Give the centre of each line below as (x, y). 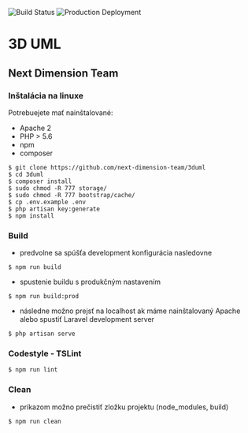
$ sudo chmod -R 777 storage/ (58, 188)
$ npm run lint (33, 370)
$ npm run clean (35, 421)
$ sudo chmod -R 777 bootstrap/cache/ (72, 195)
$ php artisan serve (42, 334)
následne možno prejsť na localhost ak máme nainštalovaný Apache (130, 311)
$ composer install (40, 181)
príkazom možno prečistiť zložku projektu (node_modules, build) (124, 407)
